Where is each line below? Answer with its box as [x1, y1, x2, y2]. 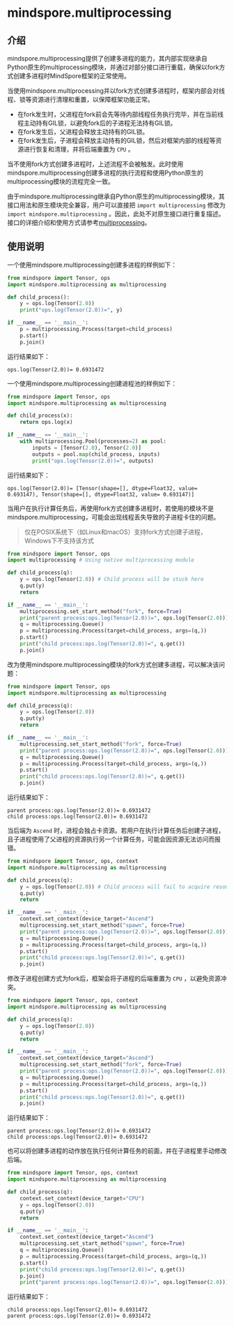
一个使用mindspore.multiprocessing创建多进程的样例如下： [7, 260, 178, 269]
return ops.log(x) [19, 419, 73, 426]
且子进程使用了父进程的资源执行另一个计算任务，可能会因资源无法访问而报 [7, 835, 221, 844]
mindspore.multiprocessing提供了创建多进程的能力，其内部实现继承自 [7, 54, 208, 62]
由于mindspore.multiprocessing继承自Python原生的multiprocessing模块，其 [7, 192, 225, 200]
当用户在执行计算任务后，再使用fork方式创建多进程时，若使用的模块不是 [7, 504, 214, 513]
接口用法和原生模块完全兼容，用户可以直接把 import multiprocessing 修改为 [7, 201, 226, 209]
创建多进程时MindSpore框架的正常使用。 [13, 72, 131, 80]
